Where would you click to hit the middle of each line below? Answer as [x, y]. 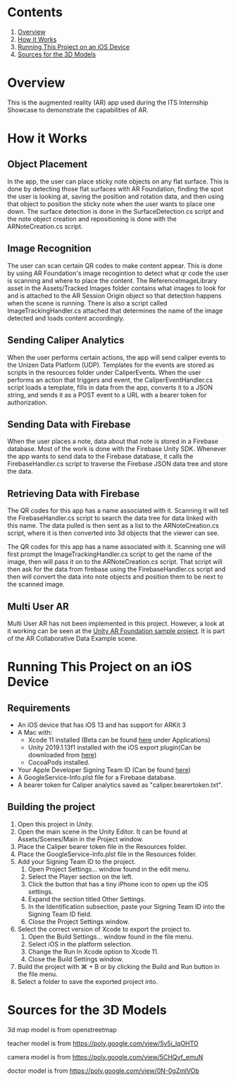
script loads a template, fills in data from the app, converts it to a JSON [110, 387]
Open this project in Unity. [55, 824]
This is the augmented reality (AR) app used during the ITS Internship [108, 102]
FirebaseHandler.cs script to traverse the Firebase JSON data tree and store [118, 464]
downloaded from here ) [62, 755]
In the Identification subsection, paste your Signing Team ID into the [126, 906]
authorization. [27, 402]
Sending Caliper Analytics [66, 341]
